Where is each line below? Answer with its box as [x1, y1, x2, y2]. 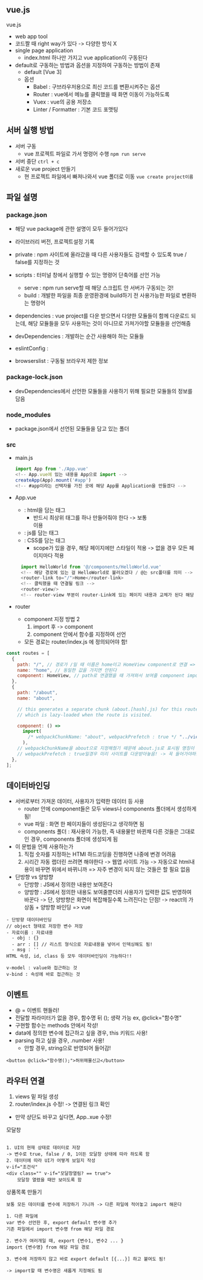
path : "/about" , [17, 690, 59, 696]
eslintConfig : [14, 345, 49, 352]
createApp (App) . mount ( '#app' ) [14, 477, 92, 483]
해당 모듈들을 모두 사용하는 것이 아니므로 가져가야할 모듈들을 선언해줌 [28, 320, 192, 327]
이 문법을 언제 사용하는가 [14, 843, 74, 851]
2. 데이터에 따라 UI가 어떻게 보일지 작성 [6, 1158, 95, 1164]
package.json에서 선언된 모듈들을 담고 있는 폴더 [14, 425, 130, 432]
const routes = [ [6, 650, 50, 656]
